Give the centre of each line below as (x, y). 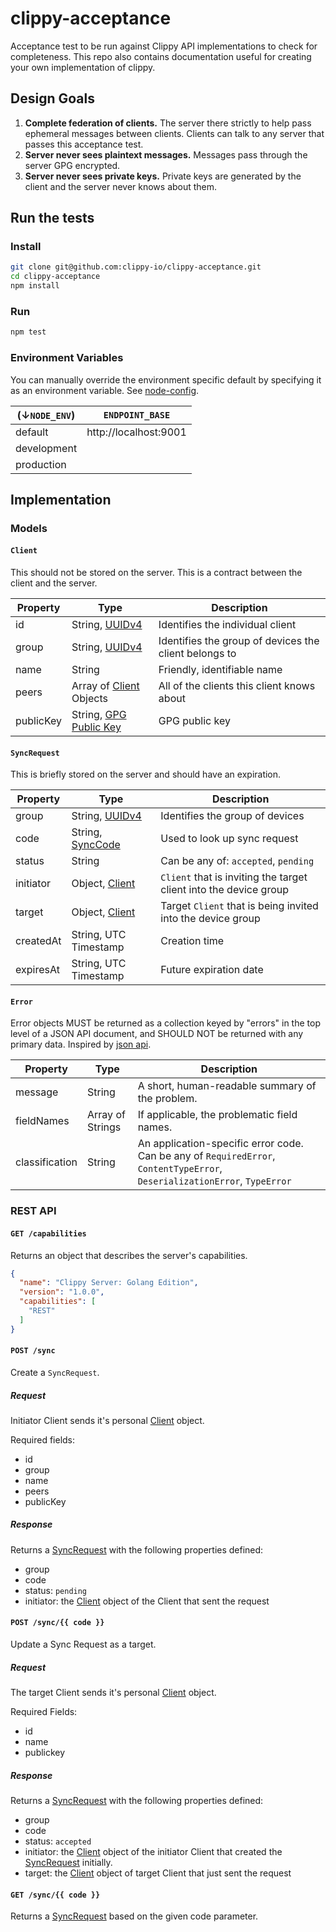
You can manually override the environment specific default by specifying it (166, 379)
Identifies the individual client (227, 625)
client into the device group (224, 890)
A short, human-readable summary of (227, 1086)
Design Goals (52, 98)
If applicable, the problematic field (217, 1115)
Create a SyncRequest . (55, 1372)
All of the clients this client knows (237, 686)
